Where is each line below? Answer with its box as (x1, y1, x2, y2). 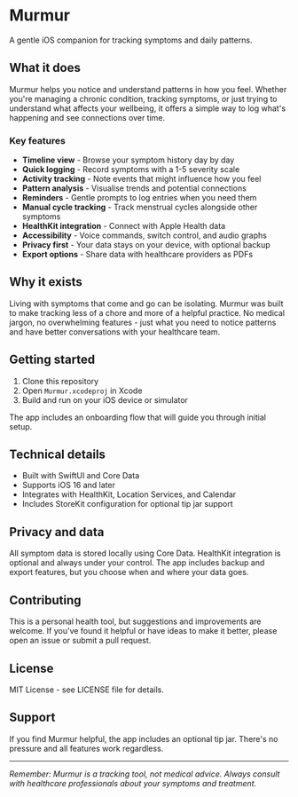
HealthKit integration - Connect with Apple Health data (21, 221, 226, 232)
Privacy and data (9, 525, 105, 540)
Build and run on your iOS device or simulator (21, 394, 189, 405)
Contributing (9, 592, 82, 608)
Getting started (9, 352, 96, 367)
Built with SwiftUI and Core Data (21, 470, 140, 481)
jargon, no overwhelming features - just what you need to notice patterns (9, 317, 277, 327)
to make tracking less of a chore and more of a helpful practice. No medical (9, 307, 286, 318)
